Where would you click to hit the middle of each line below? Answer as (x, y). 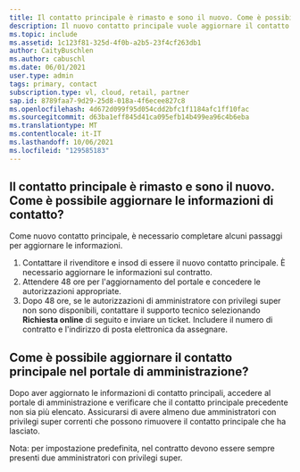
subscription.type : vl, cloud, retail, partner (100, 92)
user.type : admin (42, 76)
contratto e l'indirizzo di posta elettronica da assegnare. (125, 329)
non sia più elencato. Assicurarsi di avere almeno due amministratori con (143, 412)
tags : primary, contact (54, 84)
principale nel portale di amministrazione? (129, 371)
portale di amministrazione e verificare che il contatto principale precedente (149, 402)
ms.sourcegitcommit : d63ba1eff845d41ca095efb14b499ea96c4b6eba (129, 117)
